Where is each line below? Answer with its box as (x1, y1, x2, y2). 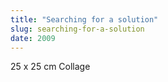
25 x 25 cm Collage (10, 61, 91, 73)
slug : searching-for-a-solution (10, 24, 145, 34)
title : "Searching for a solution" (10, 14, 159, 25)
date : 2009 (10, 33, 56, 43)
